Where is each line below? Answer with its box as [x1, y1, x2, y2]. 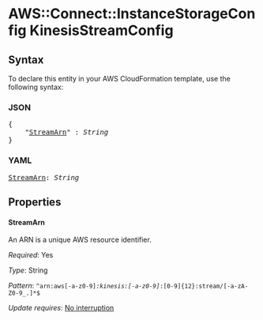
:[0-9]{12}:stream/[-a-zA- [159, 282, 249, 291]
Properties [8, 195, 62, 209]
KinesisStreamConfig [29, 21, 174, 40]
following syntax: [8, 82, 64, 92]
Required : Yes [8, 250, 54, 260]
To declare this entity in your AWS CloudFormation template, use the [8, 74, 231, 83]
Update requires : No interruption [8, 303, 115, 313]
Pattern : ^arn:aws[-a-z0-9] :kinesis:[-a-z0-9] [8, 281, 160, 291]
